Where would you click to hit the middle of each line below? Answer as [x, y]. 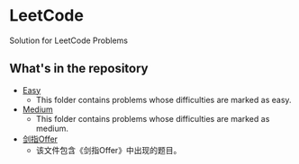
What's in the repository [79, 69]
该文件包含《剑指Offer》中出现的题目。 [109, 150]
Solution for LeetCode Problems [69, 40]
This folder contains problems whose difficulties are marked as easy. [163, 99]
